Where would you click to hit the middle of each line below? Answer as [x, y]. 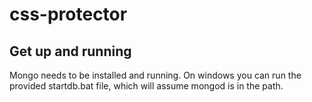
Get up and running [70, 51]
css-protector [68, 14]
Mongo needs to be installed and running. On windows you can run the [155, 75]
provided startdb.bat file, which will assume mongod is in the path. [146, 86]
